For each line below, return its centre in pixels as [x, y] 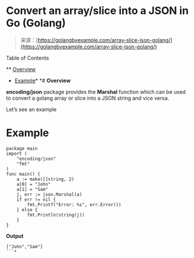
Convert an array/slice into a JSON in [97, 11]
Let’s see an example [32, 109]
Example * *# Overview [43, 81]
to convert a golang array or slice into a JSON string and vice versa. [88, 98]
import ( [17, 154]
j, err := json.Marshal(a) [49, 194]
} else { [27, 210]
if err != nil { [37, 200]
